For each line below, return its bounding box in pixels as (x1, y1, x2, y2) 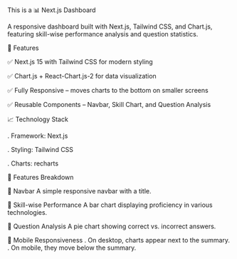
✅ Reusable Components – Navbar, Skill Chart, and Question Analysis (7, 101, 211, 108)
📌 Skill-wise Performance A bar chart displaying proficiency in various (7, 200, 214, 209)
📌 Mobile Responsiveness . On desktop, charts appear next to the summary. (7, 236, 230, 244)
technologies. (7, 208, 48, 216)
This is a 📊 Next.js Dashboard (7, 6, 96, 14)
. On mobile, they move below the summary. (7, 243, 137, 252)
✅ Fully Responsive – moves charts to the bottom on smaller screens (7, 86, 209, 94)
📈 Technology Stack (7, 115, 69, 123)
